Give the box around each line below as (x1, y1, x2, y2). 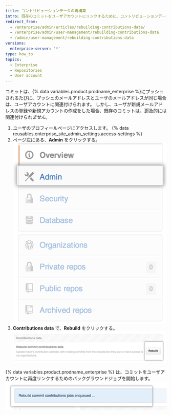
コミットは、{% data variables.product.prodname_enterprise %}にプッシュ (5, 89, 164, 95)
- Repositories (10, 68, 42, 73)
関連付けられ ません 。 (5, 114, 50, 120)
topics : (5, 57, 22, 62)
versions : (5, 41, 27, 46)
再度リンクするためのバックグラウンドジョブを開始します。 (27, 375, 153, 381)
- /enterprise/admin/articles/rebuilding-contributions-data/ (10, 25, 145, 30)
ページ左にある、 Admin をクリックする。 (12, 137, 100, 143)
